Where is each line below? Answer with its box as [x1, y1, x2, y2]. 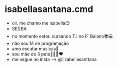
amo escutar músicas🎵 [11, 45, 59, 51]
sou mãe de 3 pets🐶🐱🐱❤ [11, 51, 63, 57]
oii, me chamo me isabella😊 [11, 20, 70, 26]
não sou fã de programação [11, 40, 69, 46]
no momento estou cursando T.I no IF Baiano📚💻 [11, 33, 113, 39]
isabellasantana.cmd [4, 3, 94, 15]
